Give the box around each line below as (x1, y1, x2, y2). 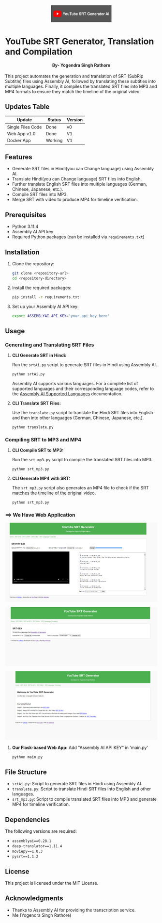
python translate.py (12, 425, 54, 430)
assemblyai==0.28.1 (12, 839, 52, 843)
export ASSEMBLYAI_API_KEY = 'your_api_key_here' (12, 313, 110, 318)
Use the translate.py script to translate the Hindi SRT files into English (12, 410, 153, 416)
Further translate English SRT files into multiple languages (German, (12, 181, 147, 187)
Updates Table (5, 103, 50, 111)
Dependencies (5, 815, 50, 824)
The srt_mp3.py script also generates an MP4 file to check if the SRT (12, 485, 149, 491)
